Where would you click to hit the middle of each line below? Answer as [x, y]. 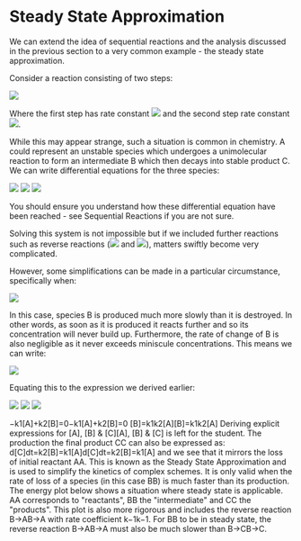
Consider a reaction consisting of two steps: [91, 77]
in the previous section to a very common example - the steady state [137, 50]
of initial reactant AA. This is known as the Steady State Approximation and [148, 462]
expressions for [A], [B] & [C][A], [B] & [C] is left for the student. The [136, 433]
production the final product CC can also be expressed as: [118, 442]
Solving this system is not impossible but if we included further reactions [144, 233]
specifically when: [43, 280]
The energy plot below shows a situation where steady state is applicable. [146, 490]
